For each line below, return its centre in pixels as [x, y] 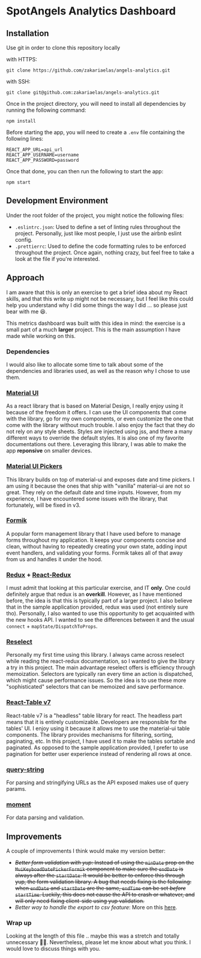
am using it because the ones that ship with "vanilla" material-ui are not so [98, 486]
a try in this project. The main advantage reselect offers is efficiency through [101, 668]
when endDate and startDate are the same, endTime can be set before [100, 888]
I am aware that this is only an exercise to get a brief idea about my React [97, 292]
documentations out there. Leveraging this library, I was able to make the [96, 444]
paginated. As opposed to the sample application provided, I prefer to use [97, 748]
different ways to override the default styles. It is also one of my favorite [95, 438]
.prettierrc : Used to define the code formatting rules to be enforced [100, 246]
